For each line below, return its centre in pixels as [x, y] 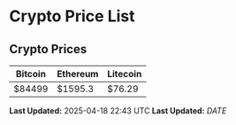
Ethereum [78, 74]
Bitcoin [31, 74]
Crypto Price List [72, 16]
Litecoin [125, 74]
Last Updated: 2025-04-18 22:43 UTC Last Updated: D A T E [118, 111]
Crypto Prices [48, 49]
